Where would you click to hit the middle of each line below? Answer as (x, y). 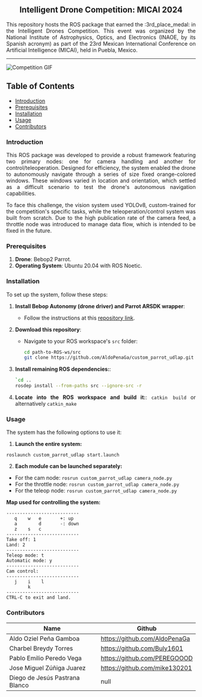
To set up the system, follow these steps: (57, 294)
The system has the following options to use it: (64, 432)
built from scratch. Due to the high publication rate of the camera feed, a (101, 218)
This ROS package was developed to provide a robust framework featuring (101, 155)
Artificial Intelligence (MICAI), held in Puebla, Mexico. (72, 50)
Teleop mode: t (25, 556)
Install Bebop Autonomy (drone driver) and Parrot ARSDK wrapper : (100, 306)
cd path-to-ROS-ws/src (52, 352)
